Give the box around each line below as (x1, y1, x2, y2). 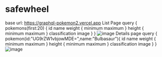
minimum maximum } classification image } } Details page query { (5, 30, 158, 36)
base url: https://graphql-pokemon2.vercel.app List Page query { (5, 20, 138, 26)
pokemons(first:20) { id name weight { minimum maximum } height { (5, 25, 144, 31)
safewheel (5, 3, 49, 15)
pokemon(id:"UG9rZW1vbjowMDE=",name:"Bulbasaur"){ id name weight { (5, 36, 156, 42)
